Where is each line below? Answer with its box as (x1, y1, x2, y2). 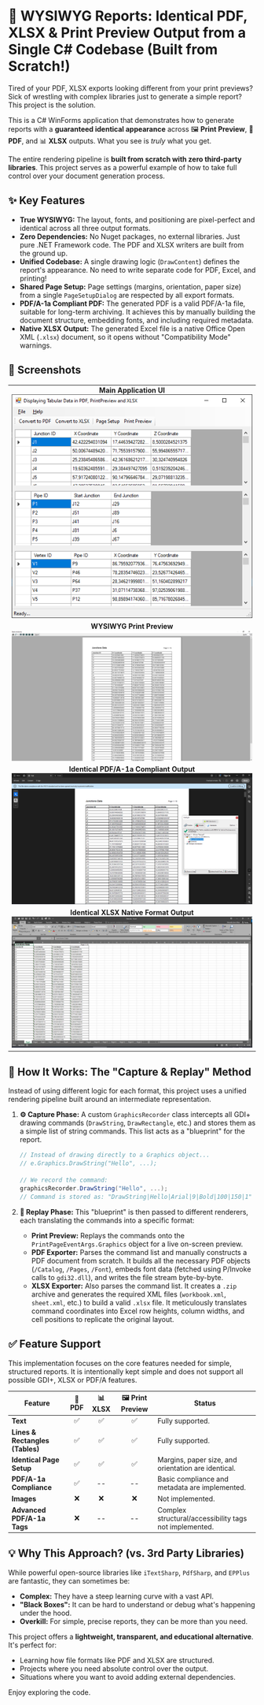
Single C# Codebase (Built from (8, 41, 218, 58)
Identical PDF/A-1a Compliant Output (68, 765, 196, 774)
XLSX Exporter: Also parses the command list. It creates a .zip (31, 1281, 237, 1290)
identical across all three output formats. (19, 223, 151, 233)
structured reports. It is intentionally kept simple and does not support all (8, 1367, 244, 1376)
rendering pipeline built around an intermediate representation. (8, 1095, 211, 1104)
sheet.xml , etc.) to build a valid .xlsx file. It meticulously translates (31, 1297, 247, 1307)
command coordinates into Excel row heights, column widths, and (31, 1306, 245, 1316)
